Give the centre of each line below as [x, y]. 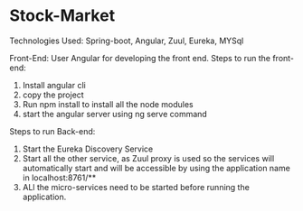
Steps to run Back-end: [52, 131]
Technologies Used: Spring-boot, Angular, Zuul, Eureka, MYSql [127, 41]
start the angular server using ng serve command [115, 114]
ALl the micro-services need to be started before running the [136, 187]
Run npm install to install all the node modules [108, 104]
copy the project [53, 95]
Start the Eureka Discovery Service [88, 149]
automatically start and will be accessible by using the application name [156, 168]
